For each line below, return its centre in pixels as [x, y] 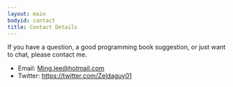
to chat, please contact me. [47, 54]
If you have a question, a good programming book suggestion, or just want [116, 47]
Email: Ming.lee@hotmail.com [61, 69]
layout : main [27, 14]
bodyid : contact [31, 21]
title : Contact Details [43, 27]
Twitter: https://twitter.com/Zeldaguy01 [75, 76]
